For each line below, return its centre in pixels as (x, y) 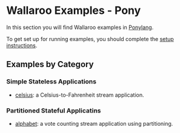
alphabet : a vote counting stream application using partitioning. (94, 123)
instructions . (22, 45)
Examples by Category (50, 64)
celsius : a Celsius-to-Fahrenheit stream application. (79, 95)
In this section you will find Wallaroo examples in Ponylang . (80, 27)
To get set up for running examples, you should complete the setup (90, 39)
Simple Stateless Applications (52, 82)
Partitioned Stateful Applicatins (54, 111)
